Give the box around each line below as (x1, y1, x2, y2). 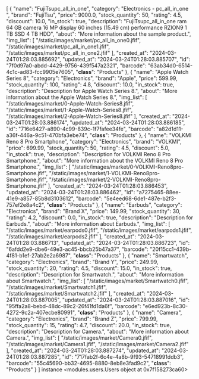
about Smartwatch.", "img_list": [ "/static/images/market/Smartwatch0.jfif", (6, 277, 189, 284)
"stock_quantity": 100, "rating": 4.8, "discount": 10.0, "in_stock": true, (6, 81, 175, 88)
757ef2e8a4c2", (6, 201, 46, 208)
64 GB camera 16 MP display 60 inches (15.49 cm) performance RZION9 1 (6, 24, 187, 31)
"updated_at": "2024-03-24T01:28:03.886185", (70, 119, 185, 126)
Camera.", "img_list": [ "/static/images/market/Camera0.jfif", (6, 334, 153, 341)
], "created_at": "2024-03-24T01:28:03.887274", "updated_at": (6, 347, 160, 354)
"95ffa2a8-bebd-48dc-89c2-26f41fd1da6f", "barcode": (6, 303, 141, 309)
